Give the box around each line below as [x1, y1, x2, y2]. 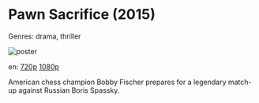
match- [227, 77, 252, 86]
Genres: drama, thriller [8, 31, 81, 41]
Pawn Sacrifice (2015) [8, 6, 156, 24]
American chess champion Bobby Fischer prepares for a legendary [8, 77, 227, 86]
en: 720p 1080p [8, 61, 59, 72]
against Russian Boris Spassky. [18, 85, 120, 95]
